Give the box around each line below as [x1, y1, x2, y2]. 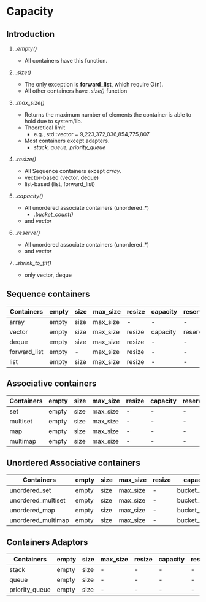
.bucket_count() [33, 210, 74, 218]
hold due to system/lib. [24, 118, 83, 125]
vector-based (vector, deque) [24, 174, 99, 181]
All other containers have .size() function [24, 87, 128, 95]
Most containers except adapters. [24, 137, 110, 144]
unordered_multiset [9, 496, 66, 504]
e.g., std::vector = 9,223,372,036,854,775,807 [33, 131, 150, 137]
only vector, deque [24, 271, 72, 279]
